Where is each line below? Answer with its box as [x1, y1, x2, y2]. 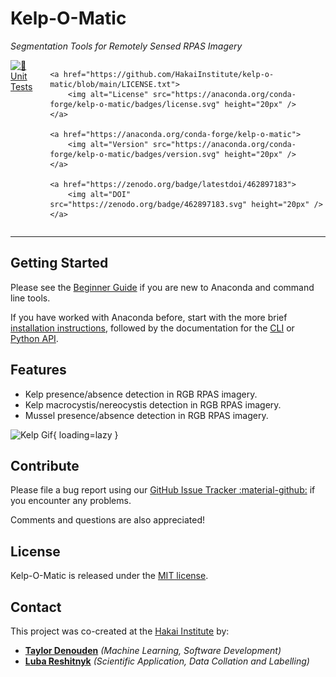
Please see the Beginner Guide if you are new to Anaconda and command [10, 281, 315, 293]
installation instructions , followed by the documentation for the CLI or [10, 322, 295, 334]
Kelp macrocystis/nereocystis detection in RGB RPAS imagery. [24, 398, 282, 411]
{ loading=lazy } [52, 428, 119, 441]
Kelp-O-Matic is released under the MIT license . [10, 570, 209, 582]
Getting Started [10, 255, 109, 272]
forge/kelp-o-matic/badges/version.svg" [49, 149, 221, 159]
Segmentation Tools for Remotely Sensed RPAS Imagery [10, 40, 243, 52]
